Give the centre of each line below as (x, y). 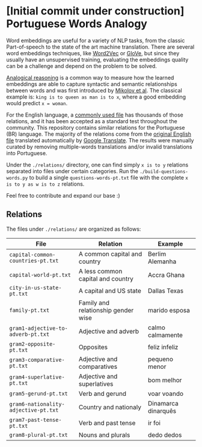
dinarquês (162, 411)
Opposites (93, 347)
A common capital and (110, 254)
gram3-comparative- (37, 360)
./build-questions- (164, 172)
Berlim (157, 254)
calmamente (166, 335)
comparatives (98, 366)
